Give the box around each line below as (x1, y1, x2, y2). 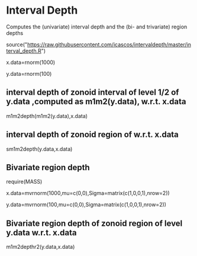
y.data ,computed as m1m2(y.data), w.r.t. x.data (6, 97, 186, 107)
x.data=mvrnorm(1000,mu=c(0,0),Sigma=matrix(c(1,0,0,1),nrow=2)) (6, 190, 170, 197)
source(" (6, 41, 28, 48)
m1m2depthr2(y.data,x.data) (6, 244, 75, 251)
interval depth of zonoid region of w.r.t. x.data (6, 130, 179, 140)
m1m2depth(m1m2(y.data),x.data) (6, 112, 88, 119)
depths (6, 29, 24, 36)
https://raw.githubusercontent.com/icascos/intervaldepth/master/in (27, 41, 191, 48)
